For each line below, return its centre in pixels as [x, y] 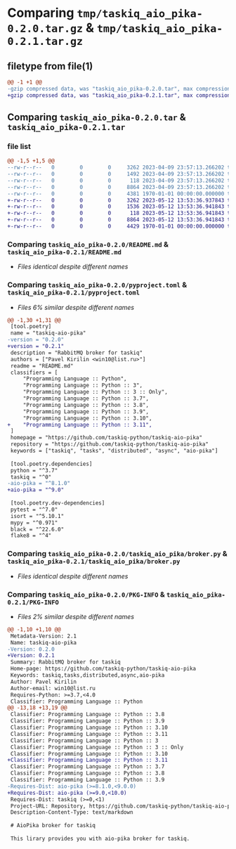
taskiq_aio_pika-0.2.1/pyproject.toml [74, 293]
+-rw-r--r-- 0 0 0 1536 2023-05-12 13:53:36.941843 [116, 207]
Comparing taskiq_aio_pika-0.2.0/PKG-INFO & [86, 594]
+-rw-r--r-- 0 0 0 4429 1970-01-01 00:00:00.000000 [116, 226]
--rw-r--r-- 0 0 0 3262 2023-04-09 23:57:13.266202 [116, 168]
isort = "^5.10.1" [37, 516]
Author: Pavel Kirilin [44, 682]
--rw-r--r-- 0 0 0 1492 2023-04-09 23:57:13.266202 [116, 174]
